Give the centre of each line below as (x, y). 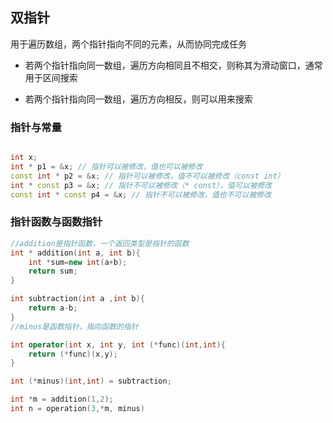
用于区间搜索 (51, 77)
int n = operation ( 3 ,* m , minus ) (77, 409)
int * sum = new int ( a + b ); (78, 262)
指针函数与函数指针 (56, 222)
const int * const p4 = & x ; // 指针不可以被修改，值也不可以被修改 (141, 194)
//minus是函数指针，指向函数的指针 (74, 326)
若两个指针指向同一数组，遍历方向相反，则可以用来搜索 (138, 99)
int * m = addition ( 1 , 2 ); (62, 399)
